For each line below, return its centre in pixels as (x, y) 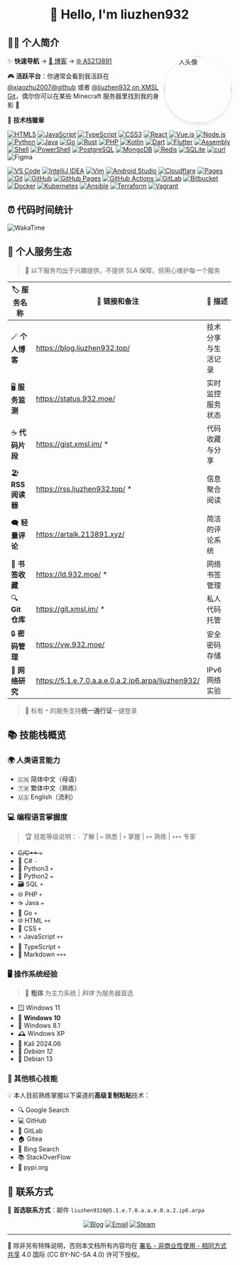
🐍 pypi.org (33, 1168)
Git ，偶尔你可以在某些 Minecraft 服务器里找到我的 (80, 96)
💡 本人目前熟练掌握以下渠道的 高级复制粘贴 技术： (79, 1096)
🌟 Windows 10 (39, 1017)
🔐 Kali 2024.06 (39, 1043)
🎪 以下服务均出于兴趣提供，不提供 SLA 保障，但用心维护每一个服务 (122, 270)
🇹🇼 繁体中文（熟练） (49, 788)
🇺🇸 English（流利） (47, 797)
